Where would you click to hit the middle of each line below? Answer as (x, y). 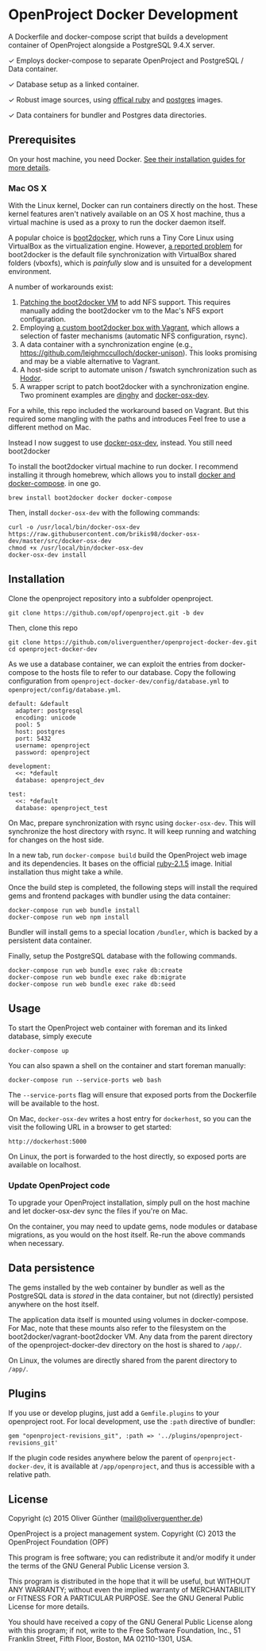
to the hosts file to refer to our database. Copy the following (139, 672)
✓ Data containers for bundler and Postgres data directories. (108, 115)
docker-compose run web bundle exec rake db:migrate (97, 977)
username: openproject (53, 745)
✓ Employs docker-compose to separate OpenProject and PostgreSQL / (126, 60)
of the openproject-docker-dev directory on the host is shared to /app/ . (125, 1344)
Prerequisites (42, 140)
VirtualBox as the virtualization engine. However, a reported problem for (125, 246)
